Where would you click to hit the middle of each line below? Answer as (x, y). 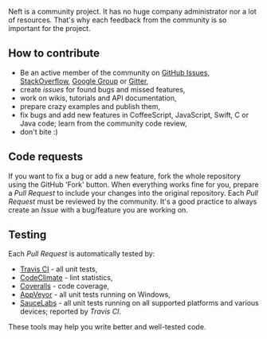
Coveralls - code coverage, (65, 286)
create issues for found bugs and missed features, (102, 89)
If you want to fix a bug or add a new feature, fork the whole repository (125, 176)
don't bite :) (39, 131)
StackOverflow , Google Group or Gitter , (84, 81)
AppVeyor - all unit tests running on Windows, (95, 294)
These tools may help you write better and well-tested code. (107, 327)
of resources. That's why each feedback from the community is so (118, 20)
